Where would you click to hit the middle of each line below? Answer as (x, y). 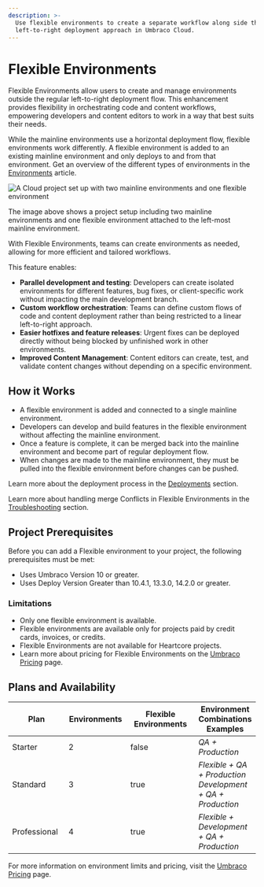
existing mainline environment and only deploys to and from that (112, 156)
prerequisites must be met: (52, 559)
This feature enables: (42, 268)
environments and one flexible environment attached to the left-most (119, 220)
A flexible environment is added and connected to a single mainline (128, 410)
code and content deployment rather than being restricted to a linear (130, 316)
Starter (25, 747)
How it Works (42, 391)
